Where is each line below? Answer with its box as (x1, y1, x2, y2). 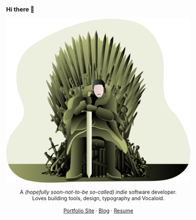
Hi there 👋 (6, 5, 35, 13)
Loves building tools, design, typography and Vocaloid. (32, 194, 165, 201)
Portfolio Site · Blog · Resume (63, 207, 133, 214)
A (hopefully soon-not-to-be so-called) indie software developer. (19, 188, 177, 195)
